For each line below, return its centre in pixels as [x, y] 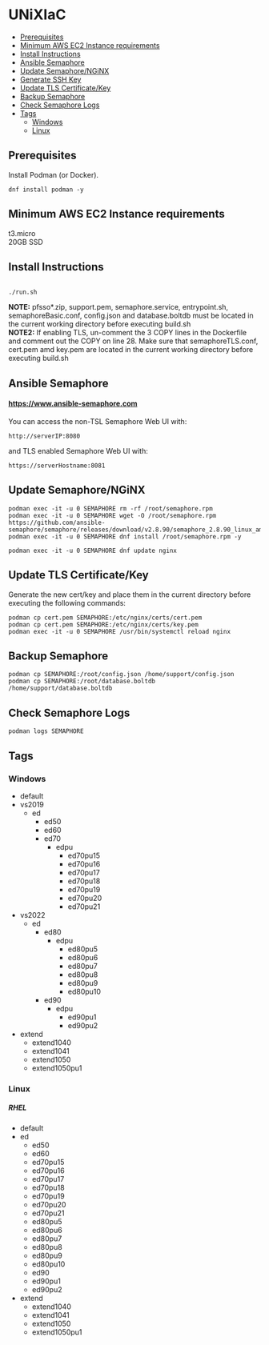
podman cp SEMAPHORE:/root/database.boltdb [82, 682]
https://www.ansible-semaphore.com [73, 404]
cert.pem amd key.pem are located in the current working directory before [131, 350]
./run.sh [23, 292]
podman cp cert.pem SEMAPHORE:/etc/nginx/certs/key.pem [103, 624]
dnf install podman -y [46, 190]
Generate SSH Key [50, 79]
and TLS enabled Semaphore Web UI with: [78, 450]
